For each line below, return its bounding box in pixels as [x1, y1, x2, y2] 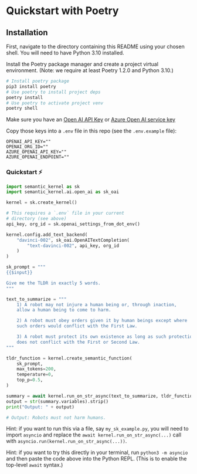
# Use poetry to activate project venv [6, 100, 104, 106]
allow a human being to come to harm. [16, 307, 111, 313]
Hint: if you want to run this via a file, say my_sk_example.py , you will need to [6, 425, 189, 432]
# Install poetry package [6, 78, 69, 84]
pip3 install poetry [6, 83, 57, 89]
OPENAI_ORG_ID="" [6, 144, 49, 150]
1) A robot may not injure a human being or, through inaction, [16, 302, 177, 307]
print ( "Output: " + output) [6, 404, 75, 410]
